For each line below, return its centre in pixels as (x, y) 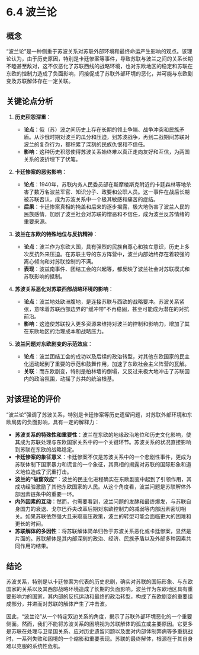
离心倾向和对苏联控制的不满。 (60, 261)
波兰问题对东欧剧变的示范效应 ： (54, 344)
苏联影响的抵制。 (44, 276)
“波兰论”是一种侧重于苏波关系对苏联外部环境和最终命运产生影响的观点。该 (97, 51)
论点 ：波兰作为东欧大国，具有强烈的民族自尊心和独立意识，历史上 (104, 246)
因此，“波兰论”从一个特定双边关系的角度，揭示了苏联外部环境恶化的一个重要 (99, 616)
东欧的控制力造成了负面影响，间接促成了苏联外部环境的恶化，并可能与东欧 (97, 74)
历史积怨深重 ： (33, 117)
